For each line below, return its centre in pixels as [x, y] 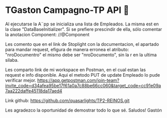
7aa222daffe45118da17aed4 [34, 91]
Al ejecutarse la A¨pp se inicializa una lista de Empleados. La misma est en [82, 24]
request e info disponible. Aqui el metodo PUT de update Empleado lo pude [83, 75]
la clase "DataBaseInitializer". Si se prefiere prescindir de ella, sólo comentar [84, 29]
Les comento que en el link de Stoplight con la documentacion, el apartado [82, 44]
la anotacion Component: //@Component [47, 34]
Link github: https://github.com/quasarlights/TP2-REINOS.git [67, 100]
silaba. [12, 60]
